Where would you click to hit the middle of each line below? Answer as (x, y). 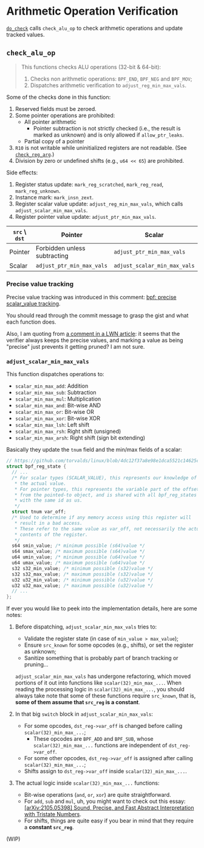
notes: (14, 615)
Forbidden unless (60, 248)
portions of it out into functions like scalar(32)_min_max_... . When (98, 683)
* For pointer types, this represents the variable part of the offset (107, 489)
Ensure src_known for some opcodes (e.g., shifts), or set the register (109, 645)
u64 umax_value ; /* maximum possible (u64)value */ (79, 563)
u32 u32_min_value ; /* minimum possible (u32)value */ (83, 580)
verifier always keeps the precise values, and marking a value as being (95, 340)
